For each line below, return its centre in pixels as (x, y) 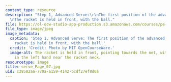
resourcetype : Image (27, 62)
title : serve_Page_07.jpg (33, 67)
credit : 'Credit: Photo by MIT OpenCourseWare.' (62, 48)
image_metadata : (22, 34)
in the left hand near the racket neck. (58, 57)
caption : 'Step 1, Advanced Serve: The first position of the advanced (88, 39)
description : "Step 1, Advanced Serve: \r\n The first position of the (81, 15)
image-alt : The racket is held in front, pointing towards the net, (84, 52)
